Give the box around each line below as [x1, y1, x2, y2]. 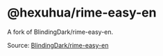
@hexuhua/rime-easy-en [7, 5, 157, 21]
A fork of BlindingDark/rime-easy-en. [7, 28, 114, 36]
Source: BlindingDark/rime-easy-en [7, 41, 109, 49]
